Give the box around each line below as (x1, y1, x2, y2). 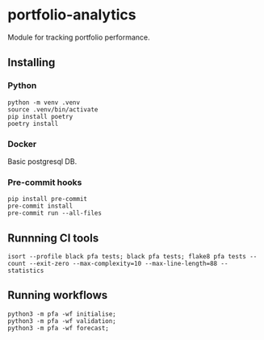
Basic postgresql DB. (7, 156, 78, 166)
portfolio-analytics (7, 6, 136, 24)
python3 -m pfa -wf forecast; (7, 324, 110, 332)
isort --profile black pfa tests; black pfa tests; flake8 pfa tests (7, 253, 247, 261)
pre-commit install (7, 202, 73, 211)
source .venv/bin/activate (7, 105, 98, 114)
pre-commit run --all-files (7, 209, 103, 217)
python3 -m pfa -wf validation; (7, 317, 116, 325)
